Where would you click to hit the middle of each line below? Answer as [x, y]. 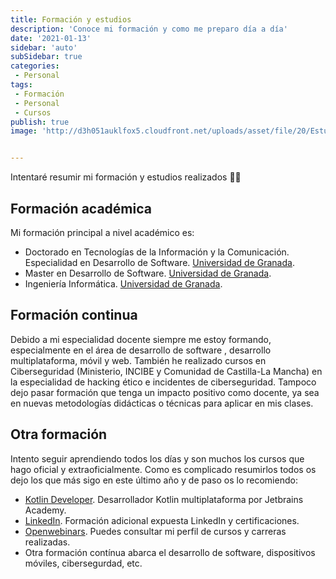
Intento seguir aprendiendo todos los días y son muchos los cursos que [157, 458]
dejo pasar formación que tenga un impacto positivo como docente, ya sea [165, 392]
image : [24, 131]
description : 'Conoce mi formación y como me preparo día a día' [149, 29]
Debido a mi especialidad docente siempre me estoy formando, [141, 339]
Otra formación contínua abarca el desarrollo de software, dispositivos [170, 552]
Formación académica [81, 208]
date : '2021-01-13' [51, 38]
